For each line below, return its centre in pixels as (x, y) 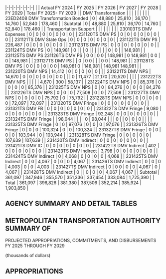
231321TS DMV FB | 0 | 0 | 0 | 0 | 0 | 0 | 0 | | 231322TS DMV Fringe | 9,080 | (83, 108)
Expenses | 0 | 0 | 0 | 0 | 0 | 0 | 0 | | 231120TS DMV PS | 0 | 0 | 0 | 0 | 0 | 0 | (82, 34)
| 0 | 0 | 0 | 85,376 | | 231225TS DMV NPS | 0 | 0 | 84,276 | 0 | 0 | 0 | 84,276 (83, 87)
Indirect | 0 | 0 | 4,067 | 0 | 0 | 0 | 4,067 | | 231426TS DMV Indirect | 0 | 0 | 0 (83, 161)
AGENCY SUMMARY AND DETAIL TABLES (71, 204)
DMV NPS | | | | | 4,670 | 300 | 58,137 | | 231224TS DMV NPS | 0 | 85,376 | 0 (83, 82)
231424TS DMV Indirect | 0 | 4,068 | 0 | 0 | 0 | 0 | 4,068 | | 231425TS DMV (82, 156)
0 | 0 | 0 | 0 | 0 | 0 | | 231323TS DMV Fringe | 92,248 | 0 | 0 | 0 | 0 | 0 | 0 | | (82, 114)
